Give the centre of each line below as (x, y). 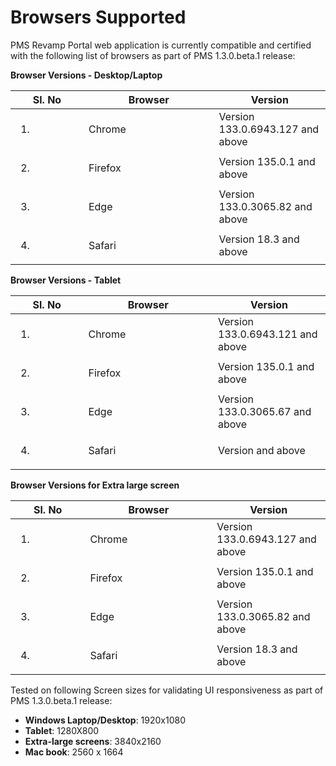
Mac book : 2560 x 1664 (74, 752)
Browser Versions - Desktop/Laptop (86, 75)
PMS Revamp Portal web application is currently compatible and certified (161, 45)
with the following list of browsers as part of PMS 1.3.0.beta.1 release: (153, 55)
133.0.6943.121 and (268, 334)
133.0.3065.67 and (265, 411)
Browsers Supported (98, 17)
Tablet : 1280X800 (62, 730)
